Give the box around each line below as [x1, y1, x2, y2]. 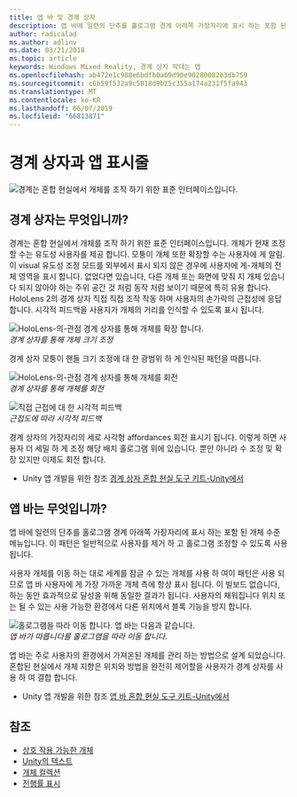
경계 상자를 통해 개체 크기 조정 [9, 334, 113, 344]
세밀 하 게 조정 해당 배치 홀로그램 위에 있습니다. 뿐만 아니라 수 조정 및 [35, 443, 273, 454]
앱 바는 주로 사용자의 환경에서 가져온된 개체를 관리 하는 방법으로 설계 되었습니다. [9, 650, 286, 660]
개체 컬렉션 [21, 767, 61, 777]
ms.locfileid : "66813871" [9, 112, 105, 121]
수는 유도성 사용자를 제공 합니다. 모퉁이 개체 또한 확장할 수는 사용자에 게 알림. [18, 249, 285, 259]
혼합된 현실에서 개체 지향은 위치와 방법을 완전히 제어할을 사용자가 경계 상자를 [9, 660, 275, 671]
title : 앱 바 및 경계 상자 [9, 12, 96, 22]
